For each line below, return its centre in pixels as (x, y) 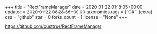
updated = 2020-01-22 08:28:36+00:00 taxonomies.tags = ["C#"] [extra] (79, 12)
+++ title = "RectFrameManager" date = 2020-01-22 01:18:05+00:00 (74, 7)
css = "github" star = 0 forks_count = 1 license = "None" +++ (66, 17)
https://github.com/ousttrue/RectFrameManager (53, 26)
